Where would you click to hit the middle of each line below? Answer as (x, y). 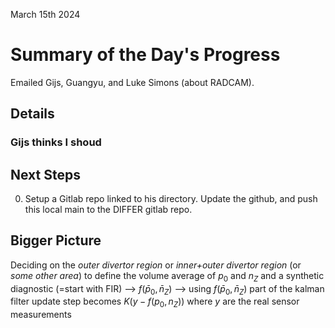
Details (32, 114)
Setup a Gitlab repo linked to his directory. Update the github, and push (171, 199)
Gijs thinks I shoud (56, 142)
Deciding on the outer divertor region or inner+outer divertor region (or (156, 265)
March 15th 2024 (45, 14)
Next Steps (45, 174)
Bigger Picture (56, 240)
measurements (41, 315)
